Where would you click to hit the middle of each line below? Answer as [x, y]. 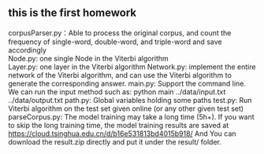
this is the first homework [73, 13]
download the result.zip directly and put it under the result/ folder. [115, 141]
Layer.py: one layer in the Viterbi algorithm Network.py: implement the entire [132, 67]
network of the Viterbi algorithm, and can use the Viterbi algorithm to [120, 75]
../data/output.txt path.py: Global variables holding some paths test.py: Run [130, 100]
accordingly [28, 49]
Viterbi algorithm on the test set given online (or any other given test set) [126, 108]
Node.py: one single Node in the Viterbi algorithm [89, 58]
